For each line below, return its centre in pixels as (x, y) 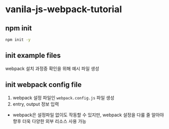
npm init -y (18, 40)
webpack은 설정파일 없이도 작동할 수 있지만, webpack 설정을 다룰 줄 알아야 (88, 115)
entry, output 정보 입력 (36, 104)
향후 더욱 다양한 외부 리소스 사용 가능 (50, 121)
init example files (33, 56)
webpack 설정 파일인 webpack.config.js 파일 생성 (64, 98)
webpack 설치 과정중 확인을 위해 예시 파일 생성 (52, 68)
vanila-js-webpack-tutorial (64, 9)
